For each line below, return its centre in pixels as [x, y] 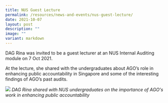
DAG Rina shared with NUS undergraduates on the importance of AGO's [87, 89]
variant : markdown [25, 39]
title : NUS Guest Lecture [33, 10]
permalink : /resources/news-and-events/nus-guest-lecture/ [69, 15]
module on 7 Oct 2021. [29, 58]
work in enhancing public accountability [48, 95]
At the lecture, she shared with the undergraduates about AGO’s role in [79, 68]
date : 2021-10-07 [24, 19]
